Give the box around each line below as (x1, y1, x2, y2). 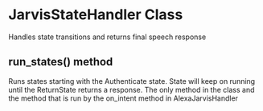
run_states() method (8, 55, 113, 69)
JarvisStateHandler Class (8, 6, 183, 24)
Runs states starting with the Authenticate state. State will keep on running (8, 76, 256, 85)
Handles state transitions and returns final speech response (8, 32, 207, 42)
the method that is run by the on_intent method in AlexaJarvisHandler (8, 93, 239, 103)
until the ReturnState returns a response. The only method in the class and (8, 85, 255, 94)
